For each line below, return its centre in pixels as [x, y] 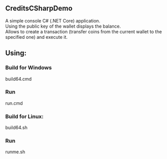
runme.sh [15, 152]
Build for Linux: [24, 116]
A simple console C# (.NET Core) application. [53, 20]
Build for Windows [29, 67]
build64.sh [17, 128]
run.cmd [14, 103]
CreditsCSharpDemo [39, 8]
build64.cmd [19, 79]
